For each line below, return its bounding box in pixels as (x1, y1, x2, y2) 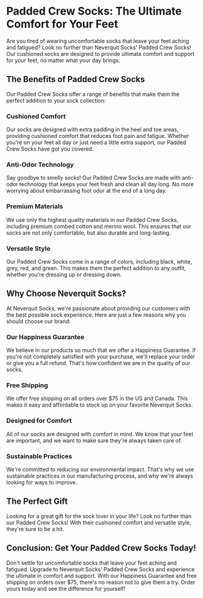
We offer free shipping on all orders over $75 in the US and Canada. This (6, 395, 188, 402)
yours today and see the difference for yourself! (6, 585, 126, 592)
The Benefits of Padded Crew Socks (6, 74, 145, 84)
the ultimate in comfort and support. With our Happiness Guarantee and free (6, 572, 197, 579)
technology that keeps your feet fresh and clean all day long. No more (19, 180, 194, 188)
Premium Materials (6, 202, 64, 211)
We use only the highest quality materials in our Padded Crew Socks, (6, 216, 179, 223)
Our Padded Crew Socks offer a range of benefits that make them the (6, 90, 180, 98)
